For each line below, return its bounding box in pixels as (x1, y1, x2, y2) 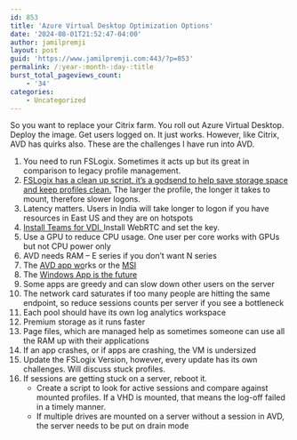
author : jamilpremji (10, 37, 87, 47)
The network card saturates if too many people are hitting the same (22, 288, 270, 299)
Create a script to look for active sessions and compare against (36, 383, 269, 394)
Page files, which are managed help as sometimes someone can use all (22, 326, 285, 337)
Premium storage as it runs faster (22, 316, 146, 327)
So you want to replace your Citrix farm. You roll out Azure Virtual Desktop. (10, 120, 285, 131)
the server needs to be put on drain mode (36, 420, 189, 431)
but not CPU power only (22, 241, 112, 252)
